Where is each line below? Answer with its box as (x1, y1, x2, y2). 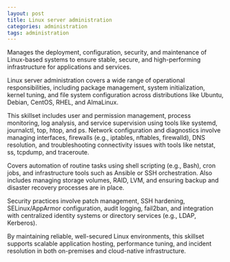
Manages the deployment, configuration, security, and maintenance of (7, 48, 207, 57)
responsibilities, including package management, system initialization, (7, 83, 205, 92)
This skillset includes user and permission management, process (7, 112, 191, 120)
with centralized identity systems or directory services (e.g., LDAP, (7, 212, 196, 220)
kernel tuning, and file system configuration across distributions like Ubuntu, (7, 91, 224, 99)
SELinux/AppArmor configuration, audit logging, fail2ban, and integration (7, 204, 213, 212)
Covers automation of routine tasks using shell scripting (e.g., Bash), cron (7, 161, 216, 170)
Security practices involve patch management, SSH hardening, (7, 197, 185, 205)
